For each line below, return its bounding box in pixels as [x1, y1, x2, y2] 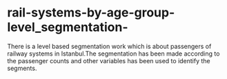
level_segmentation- [7, 19, 129, 35]
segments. [7, 64, 37, 72]
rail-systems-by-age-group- [7, 5, 175, 21]
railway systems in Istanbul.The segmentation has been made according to [7, 49, 220, 58]
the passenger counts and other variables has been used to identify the [7, 56, 210, 65]
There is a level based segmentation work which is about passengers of [7, 42, 212, 50]
